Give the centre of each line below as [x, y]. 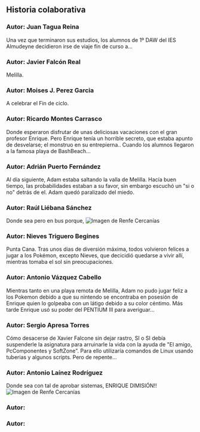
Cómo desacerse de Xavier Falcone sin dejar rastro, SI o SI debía [86, 338]
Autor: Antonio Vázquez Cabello [54, 278]
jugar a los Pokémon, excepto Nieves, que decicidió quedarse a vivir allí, [95, 255]
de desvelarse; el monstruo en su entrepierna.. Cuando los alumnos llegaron [100, 144]
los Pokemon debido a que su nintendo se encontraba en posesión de [92, 297]
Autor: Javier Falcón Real [43, 62]
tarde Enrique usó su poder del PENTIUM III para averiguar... [81, 309]
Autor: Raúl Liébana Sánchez [49, 208]
